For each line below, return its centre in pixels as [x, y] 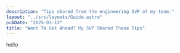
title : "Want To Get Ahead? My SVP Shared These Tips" [76, 28]
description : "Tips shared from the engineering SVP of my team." [90, 11]
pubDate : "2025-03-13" [34, 22]
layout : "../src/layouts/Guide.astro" [54, 17]
